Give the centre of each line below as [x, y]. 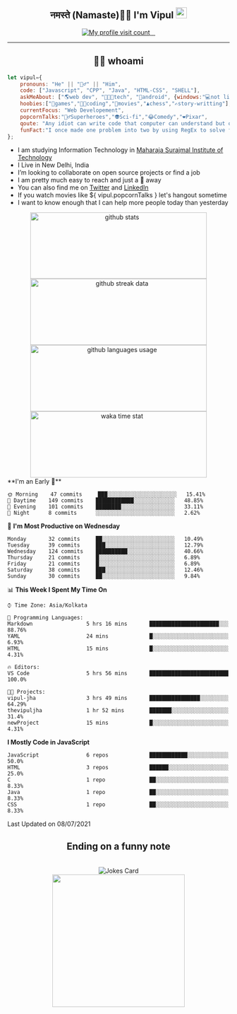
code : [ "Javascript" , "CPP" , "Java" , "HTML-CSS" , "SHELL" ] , [110, 91]
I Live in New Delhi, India [53, 165]
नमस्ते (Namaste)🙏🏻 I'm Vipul [112, 15]
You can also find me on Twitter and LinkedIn [83, 187]
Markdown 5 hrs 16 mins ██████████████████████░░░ [118, 624]
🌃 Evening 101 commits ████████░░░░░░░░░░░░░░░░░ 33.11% [105, 507]
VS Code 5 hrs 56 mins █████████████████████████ [118, 674]
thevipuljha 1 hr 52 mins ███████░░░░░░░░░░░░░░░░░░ [118, 711]
